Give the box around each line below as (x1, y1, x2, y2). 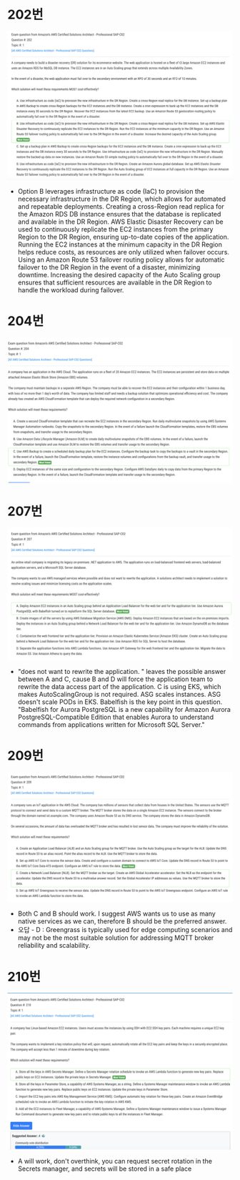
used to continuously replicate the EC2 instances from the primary (17, 225, 214, 234)
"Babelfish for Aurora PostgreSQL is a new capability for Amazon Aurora (17, 705, 231, 714)
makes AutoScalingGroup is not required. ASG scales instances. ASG (17, 690, 221, 699)
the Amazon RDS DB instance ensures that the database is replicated (17, 210, 221, 219)
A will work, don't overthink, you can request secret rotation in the (17, 1156, 213, 1165)
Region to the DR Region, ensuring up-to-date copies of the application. (17, 233, 229, 242)
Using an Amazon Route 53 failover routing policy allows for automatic (17, 255, 225, 264)
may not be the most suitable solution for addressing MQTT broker (17, 933, 214, 942)
